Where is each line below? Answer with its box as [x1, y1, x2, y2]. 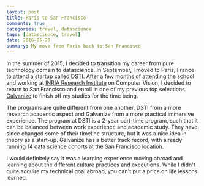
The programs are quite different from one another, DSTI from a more [6, 104, 181, 111]
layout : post [6, 9, 40, 15]
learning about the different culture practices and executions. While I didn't [6, 161, 196, 168]
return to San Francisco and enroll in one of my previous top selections [6, 85, 186, 93]
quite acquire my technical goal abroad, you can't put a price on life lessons [6, 167, 198, 174]
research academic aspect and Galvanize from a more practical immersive [6, 110, 194, 118]
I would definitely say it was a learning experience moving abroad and [6, 154, 183, 162]
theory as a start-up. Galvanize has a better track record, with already [6, 136, 183, 143]
